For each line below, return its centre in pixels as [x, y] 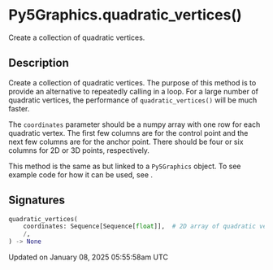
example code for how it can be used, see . [80, 174]
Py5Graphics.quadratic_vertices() [125, 15]
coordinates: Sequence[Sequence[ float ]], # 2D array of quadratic [139, 226]
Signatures [37, 200]
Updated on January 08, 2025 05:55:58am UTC [89, 257]
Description [39, 63]
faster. [19, 108]
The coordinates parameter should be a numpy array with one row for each [134, 124]
